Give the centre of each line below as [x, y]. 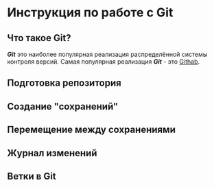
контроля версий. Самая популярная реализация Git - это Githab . [104, 62]
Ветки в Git [32, 176]
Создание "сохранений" [63, 107]
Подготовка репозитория [64, 83]
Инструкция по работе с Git [90, 13]
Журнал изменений [52, 153]
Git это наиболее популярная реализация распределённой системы [107, 54]
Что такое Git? [39, 38]
